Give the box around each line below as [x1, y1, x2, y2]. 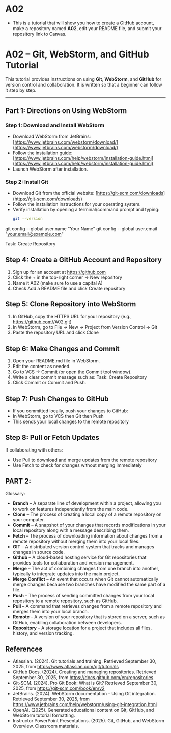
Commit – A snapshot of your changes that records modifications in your [12, 522, 166, 528]
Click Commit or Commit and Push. [12, 380, 87, 386]
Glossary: [5, 490, 25, 496]
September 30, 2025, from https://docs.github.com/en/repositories [12, 674, 154, 681]
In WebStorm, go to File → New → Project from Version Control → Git [12, 324, 158, 330]
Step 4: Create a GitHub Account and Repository [5, 256, 162, 264]
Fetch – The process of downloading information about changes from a [12, 532, 163, 539]
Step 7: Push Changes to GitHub [5, 394, 109, 403]
